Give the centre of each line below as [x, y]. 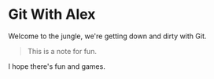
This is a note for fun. [62, 51]
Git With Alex [52, 14]
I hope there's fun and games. [57, 66]
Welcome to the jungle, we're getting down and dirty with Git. [107, 36]
